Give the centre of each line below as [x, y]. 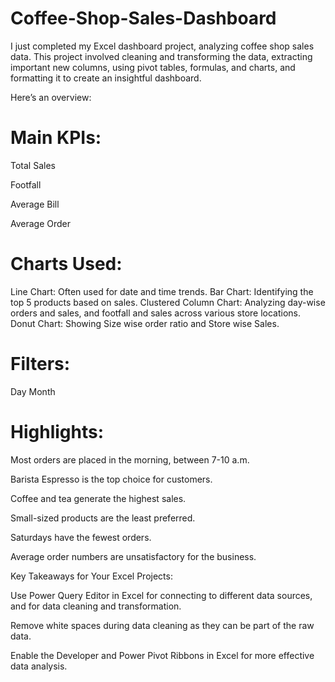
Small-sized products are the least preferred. [103, 518]
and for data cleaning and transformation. [96, 606]
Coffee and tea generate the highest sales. [98, 498]
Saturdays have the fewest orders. [81, 537]
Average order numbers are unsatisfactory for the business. [133, 556]
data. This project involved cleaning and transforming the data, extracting [161, 56]
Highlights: [57, 431]
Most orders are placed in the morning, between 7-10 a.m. [130, 459]
